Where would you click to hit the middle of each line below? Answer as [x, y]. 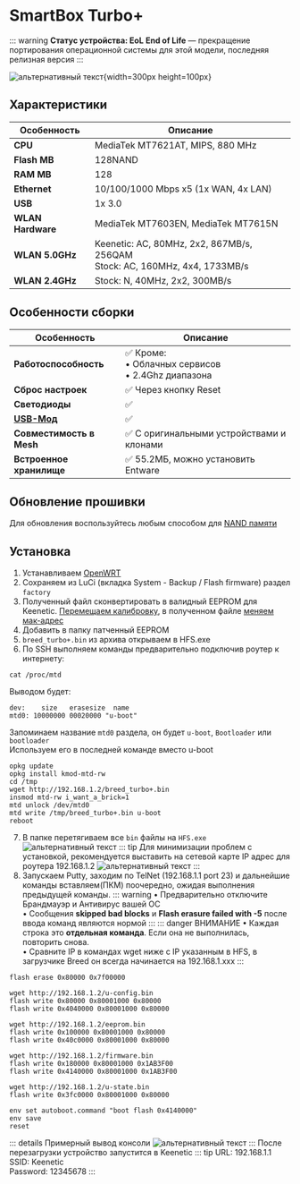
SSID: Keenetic [37, 1162]
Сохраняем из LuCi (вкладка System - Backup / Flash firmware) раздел [156, 583]
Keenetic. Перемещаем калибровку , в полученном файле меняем [148, 611]
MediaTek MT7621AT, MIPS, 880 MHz [175, 145]
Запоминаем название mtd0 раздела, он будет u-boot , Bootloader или [141, 733]
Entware [142, 470]
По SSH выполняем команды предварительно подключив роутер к [150, 649]
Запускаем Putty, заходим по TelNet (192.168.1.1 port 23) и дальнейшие [156, 876]
